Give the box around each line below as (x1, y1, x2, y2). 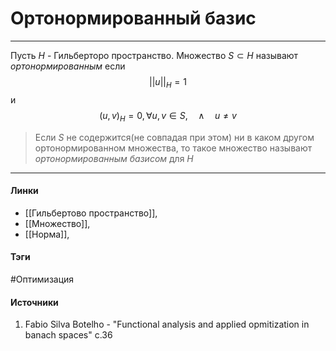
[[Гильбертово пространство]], (24, 207, 158, 219)
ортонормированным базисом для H (34, 152, 194, 164)
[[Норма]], (24, 228, 70, 240)
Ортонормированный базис (10, 7, 257, 30)
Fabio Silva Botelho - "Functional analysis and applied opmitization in (24, 318, 310, 331)
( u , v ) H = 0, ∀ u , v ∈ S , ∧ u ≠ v (99, 109, 237, 124)
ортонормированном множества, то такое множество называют (34, 142, 313, 154)
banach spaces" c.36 (24, 329, 113, 341)
